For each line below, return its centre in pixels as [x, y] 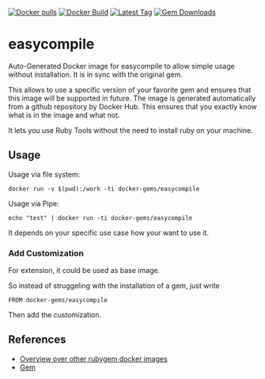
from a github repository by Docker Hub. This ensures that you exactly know [132, 106]
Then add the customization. [55, 315]
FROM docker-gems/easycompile [58, 301]
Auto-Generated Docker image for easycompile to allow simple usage [121, 66]
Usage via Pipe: [34, 203]
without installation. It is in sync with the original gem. [96, 74]
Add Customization [46, 253]
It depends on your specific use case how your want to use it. [109, 233]
